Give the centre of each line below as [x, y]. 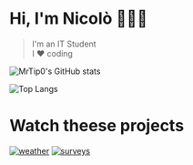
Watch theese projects [97, 126]
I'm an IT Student [64, 44]
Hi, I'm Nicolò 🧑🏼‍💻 [79, 19]
